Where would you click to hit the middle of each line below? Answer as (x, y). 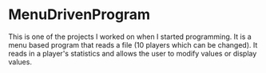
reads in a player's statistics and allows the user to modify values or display (133, 53)
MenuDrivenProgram (79, 15)
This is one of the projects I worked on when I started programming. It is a (130, 36)
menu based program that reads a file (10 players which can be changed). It (133, 44)
